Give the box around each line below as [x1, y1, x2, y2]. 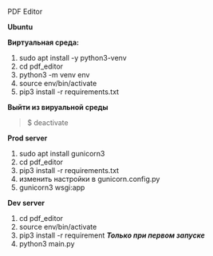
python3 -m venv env [18, 70, 90, 79]
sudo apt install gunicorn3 [18, 149, 105, 158]
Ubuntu [7, 22, 34, 31]
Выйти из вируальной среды [7, 103, 108, 112]
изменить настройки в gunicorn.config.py [18, 175, 160, 183]
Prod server [7, 133, 48, 143]
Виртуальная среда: [7, 37, 79, 47]
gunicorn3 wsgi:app [18, 183, 85, 192]
